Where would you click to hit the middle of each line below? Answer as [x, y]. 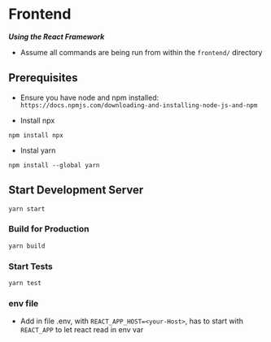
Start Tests [31, 266]
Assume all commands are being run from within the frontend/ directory [141, 52]
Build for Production [49, 229]
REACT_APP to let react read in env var [82, 330]
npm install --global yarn [54, 165]
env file [24, 304]
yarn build [27, 246]
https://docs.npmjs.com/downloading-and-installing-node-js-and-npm [139, 105]
